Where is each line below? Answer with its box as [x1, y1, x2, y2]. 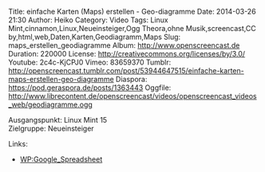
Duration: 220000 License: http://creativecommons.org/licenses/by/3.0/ [8, 49, 246, 58]
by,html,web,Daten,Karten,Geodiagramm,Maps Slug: [8, 32, 181, 41]
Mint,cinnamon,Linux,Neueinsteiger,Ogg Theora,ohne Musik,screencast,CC [8, 24, 257, 33]
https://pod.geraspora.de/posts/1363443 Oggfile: [8, 83, 172, 92]
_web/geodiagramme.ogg [8, 100, 93, 109]
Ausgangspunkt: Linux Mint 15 [8, 115, 108, 124]
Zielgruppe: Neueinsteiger [8, 123, 94, 133]
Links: [8, 139, 28, 148]
